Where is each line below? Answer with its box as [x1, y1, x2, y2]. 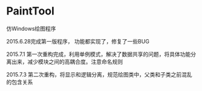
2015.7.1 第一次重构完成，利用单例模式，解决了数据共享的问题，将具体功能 [6, 50, 191, 58]
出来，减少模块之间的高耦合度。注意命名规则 [11, 58, 123, 65]
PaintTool [6, 4, 54, 18]
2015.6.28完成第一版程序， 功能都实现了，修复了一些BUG [6, 37, 150, 45]
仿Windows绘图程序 [6, 25, 56, 32]
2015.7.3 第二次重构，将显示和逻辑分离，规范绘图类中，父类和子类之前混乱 [6, 71, 192, 78]
